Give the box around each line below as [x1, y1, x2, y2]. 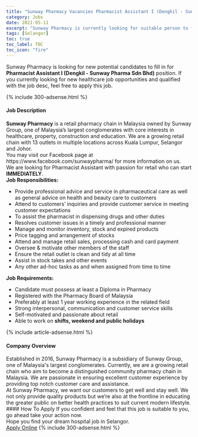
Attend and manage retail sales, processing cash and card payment [14, 238, 179, 245]
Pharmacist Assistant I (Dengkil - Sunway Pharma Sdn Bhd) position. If [6, 69, 182, 77]
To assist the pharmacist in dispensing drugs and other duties [14, 213, 165, 220]
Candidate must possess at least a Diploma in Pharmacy [14, 285, 151, 293]
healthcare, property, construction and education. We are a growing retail [6, 132, 184, 139]
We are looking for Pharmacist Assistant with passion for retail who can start [6, 163, 192, 171]
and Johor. [6, 145, 32, 152]
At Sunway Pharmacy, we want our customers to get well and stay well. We [6, 387, 189, 394]
